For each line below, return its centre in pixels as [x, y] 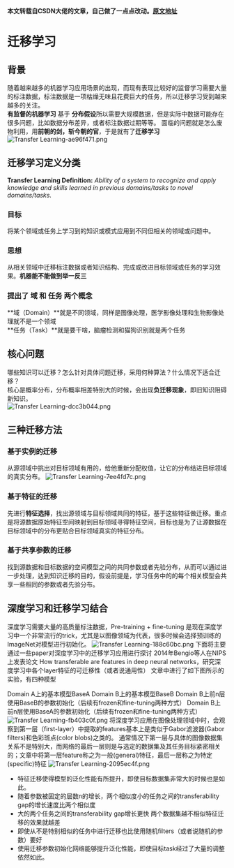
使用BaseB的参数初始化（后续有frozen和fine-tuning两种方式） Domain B [111, 703]
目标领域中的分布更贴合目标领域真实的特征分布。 [77, 531]
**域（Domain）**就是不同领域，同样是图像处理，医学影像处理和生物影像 [113, 312]
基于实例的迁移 [32, 451]
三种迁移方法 [35, 430]
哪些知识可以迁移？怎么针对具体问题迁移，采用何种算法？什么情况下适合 [111, 372]
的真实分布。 [25, 477]
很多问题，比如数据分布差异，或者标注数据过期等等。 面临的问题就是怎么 [112, 123]
